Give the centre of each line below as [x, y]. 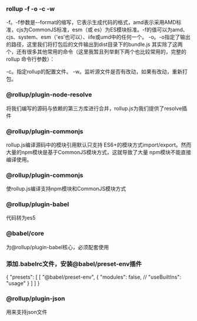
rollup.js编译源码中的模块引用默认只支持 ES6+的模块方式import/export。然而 [99, 145]
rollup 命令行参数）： [31, 59]
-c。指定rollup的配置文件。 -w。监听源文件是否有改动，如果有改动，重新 [94, 72]
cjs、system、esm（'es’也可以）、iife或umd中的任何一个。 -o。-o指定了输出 [98, 37]
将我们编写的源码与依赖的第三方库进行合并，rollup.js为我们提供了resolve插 [97, 108]
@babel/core [25, 233]
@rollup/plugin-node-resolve [49, 95]
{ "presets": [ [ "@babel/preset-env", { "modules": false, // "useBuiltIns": [94, 277]
